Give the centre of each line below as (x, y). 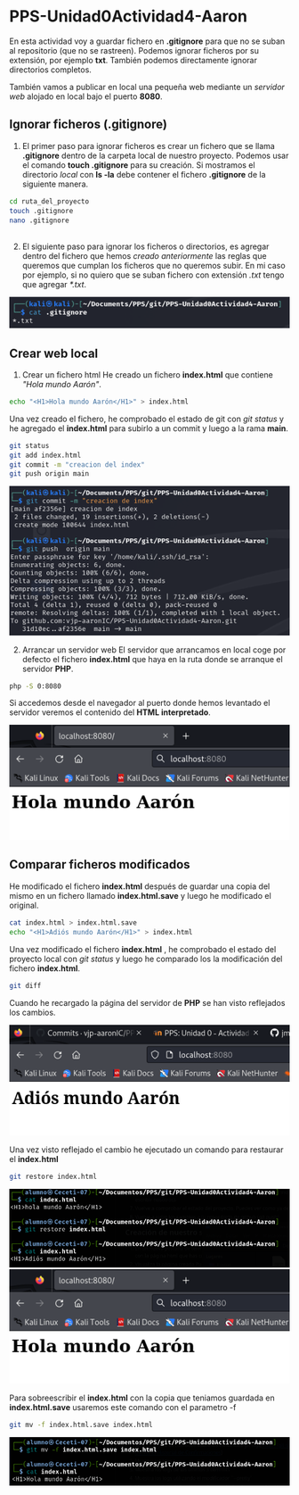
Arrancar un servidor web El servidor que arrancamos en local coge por (154, 650)
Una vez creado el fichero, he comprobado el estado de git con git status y (147, 419)
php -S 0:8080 (36, 686)
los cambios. (32, 1012)
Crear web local (54, 353)
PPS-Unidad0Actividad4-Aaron (128, 17)
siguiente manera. (55, 184)
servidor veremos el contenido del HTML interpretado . (110, 712)
